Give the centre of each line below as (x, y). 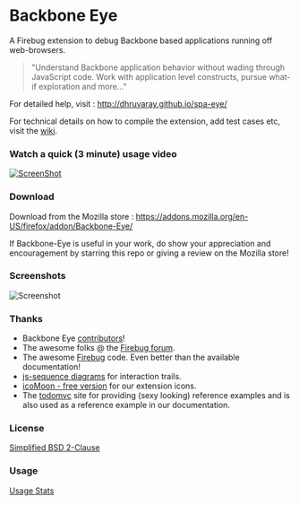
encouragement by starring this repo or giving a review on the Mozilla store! (149, 253)
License (27, 429)
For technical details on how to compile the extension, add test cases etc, (145, 121)
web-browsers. (37, 49)
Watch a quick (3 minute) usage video (93, 153)
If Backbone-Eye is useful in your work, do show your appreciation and (140, 243)
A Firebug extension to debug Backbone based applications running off (141, 40)
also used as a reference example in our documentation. (126, 405)
